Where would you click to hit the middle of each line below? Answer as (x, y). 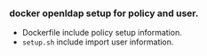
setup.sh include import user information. (98, 42)
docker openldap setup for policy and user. (104, 13)
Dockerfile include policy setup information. (102, 33)
